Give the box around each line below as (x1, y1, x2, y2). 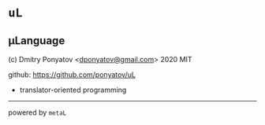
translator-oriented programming (19, 85, 127, 94)
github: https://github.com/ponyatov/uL (8, 70, 136, 79)
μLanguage (8, 34, 65, 47)
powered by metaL (8, 108, 67, 117)
